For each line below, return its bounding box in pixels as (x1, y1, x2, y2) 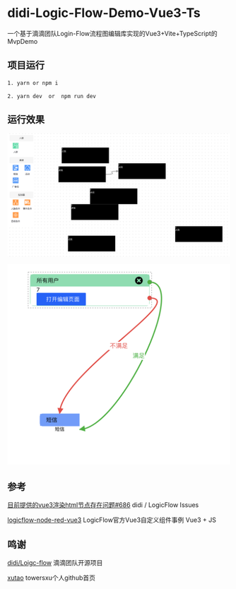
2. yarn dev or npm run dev (7, 93, 97, 100)
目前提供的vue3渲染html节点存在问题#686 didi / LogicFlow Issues (7, 501, 199, 509)
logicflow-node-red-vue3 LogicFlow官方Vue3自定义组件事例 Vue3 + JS (7, 516, 217, 524)
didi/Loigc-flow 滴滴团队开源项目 (7, 559, 103, 567)
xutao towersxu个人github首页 (7, 573, 95, 582)
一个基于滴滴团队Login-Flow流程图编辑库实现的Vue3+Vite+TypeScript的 (7, 29, 218, 37)
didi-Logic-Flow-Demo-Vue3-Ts (7, 5, 201, 21)
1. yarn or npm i (7, 79, 59, 86)
